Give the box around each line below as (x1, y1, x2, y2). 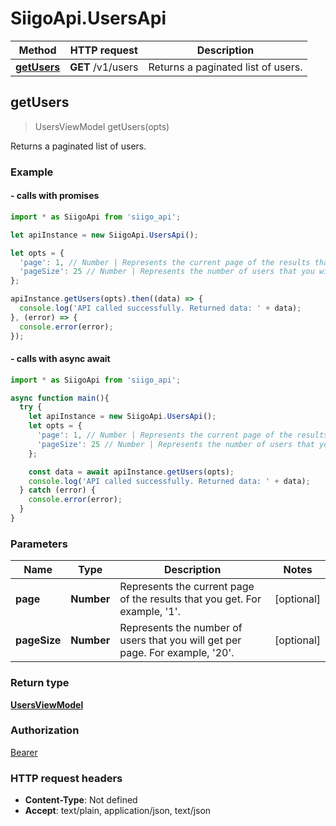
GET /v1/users (69, 60, 139, 74)
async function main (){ (10, 393, 110, 403)
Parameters (10, 537, 68, 551)
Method (18, 43, 57, 57)
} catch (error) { (19, 485, 97, 496)
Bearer (10, 746, 38, 758)
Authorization (10, 723, 80, 737)
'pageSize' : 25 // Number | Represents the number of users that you (19, 267, 315, 277)
